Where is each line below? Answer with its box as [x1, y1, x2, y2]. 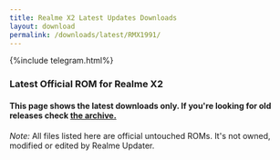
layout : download [9, 22, 76, 31]
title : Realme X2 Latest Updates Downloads [9, 13, 178, 23]
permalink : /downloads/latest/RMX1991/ [9, 30, 161, 39]
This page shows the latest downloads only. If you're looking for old [9, 100, 272, 111]
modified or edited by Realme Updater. [9, 140, 155, 151]
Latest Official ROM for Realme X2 [9, 78, 164, 91]
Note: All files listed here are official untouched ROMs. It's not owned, [9, 130, 271, 141]
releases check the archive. [9, 110, 117, 121]
